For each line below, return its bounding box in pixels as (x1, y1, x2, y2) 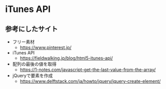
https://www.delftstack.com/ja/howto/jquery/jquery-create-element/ (19, 78, 161, 84)
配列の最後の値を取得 (12, 61, 56, 67)
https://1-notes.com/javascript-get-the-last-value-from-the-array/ (19, 66, 156, 72)
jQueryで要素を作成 (12, 72, 53, 78)
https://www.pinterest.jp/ (19, 44, 71, 50)
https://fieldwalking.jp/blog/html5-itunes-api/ (19, 55, 113, 61)
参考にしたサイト (5, 24, 58, 33)
